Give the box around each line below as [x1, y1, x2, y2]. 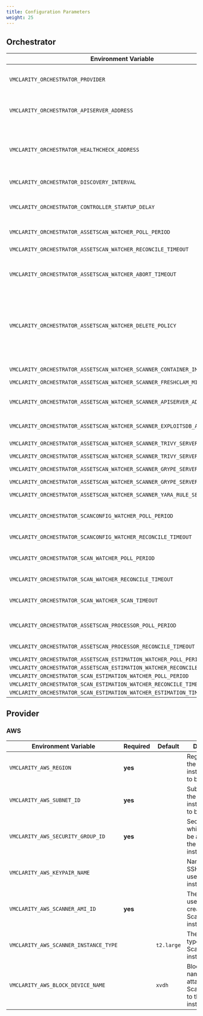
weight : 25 [6, 14, 34, 21]
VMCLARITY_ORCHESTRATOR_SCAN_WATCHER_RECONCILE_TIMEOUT [9, 576, 173, 583]
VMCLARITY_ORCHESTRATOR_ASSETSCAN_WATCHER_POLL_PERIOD [9, 229, 170, 236]
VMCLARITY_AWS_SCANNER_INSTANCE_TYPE [9, 942, 118, 948]
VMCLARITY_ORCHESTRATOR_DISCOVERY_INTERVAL [9, 179, 137, 186]
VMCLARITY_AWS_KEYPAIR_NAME [9, 869, 90, 876]
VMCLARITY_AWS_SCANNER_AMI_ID [9, 905, 97, 912]
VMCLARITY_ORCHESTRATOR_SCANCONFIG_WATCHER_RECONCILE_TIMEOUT [9, 534, 192, 541]
